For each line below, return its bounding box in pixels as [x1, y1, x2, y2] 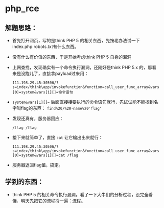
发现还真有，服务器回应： [12, 116, 64, 121]
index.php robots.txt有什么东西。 [12, 44, 79, 49]
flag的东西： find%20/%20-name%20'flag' [21, 105, 102, 111]
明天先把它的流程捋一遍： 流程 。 [21, 198, 86, 204]
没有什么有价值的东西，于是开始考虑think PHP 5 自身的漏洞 [12, 54, 132, 60]
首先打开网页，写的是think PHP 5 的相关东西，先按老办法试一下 [12, 38, 141, 43]
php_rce [5, 3, 39, 14]
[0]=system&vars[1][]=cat [12, 153, 65, 158]
